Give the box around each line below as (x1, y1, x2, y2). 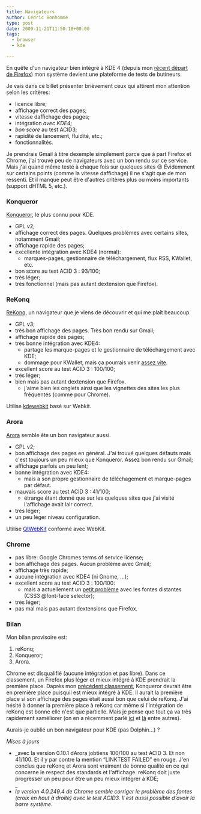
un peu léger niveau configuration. (14, 513, 101, 521)
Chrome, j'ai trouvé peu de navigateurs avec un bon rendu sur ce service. (6, 157, 188, 164)
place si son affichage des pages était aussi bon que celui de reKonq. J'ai (6, 695, 188, 703)
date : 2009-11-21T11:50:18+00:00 (6, 25, 90, 32)
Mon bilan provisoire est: (6, 633, 68, 641)
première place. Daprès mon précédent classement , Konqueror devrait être (6, 683, 192, 690)
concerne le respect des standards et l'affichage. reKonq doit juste (14, 769, 181, 776)
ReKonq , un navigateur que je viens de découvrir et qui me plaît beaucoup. (6, 309, 191, 316)
